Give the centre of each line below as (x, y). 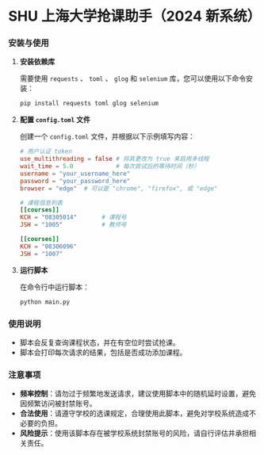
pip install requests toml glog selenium (89, 104)
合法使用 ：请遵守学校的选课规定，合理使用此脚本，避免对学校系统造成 (134, 414)
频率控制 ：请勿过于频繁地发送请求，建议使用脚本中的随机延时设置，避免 (138, 394)
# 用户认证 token (46, 151)
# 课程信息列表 (41, 203)
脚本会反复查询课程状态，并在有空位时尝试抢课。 (99, 342)
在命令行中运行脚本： (54, 287)
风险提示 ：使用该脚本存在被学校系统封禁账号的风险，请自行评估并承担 (134, 434)
